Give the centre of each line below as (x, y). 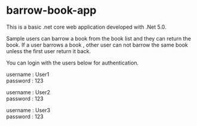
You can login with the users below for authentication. (73, 63)
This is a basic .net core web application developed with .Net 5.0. (86, 27)
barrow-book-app (51, 10)
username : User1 (28, 74)
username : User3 (28, 110)
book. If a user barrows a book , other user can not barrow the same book (97, 45)
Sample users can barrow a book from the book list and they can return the (98, 38)
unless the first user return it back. (49, 51)
